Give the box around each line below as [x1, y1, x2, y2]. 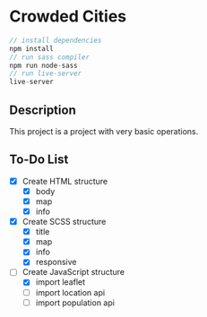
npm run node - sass [9, 61, 78, 70]
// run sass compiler [9, 52, 91, 62]
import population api [35, 297, 115, 308]
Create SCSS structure [22, 217, 107, 227]
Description [9, 102, 76, 117]
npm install [9, 44, 54, 53]
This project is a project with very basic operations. [9, 126, 199, 136]
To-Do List [9, 152, 69, 167]
